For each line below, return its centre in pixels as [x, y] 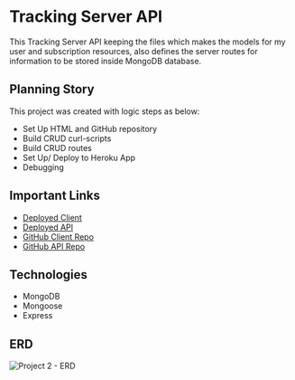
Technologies [49, 275]
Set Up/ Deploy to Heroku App [79, 157]
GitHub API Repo [54, 246]
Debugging [43, 167]
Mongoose [42, 306]
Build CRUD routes [57, 147]
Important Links [55, 196]
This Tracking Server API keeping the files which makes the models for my [147, 42]
